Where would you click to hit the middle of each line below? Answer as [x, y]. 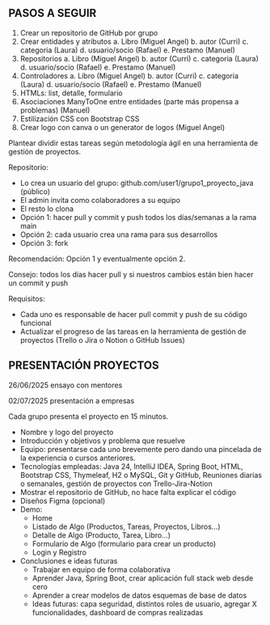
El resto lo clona [47, 209]
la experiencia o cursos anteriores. [78, 458]
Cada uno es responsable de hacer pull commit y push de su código [134, 314]
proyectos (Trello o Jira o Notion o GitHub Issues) [103, 340]
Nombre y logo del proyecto [67, 432]
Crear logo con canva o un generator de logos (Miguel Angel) [122, 127]
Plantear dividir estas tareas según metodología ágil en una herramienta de [133, 143]
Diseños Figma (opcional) [63, 500]
